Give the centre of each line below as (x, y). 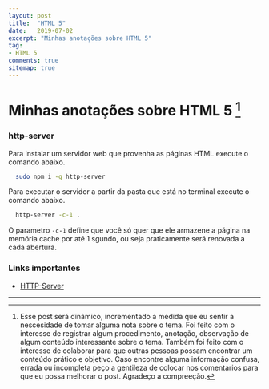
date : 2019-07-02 (41, 30)
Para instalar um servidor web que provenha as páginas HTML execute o (128, 153)
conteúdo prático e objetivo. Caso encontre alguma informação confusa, (140, 359)
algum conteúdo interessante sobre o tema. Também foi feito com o (132, 342)
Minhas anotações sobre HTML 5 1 (125, 109)
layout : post (30, 16)
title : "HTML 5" (37, 23)
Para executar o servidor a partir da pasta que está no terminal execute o (129, 192)
